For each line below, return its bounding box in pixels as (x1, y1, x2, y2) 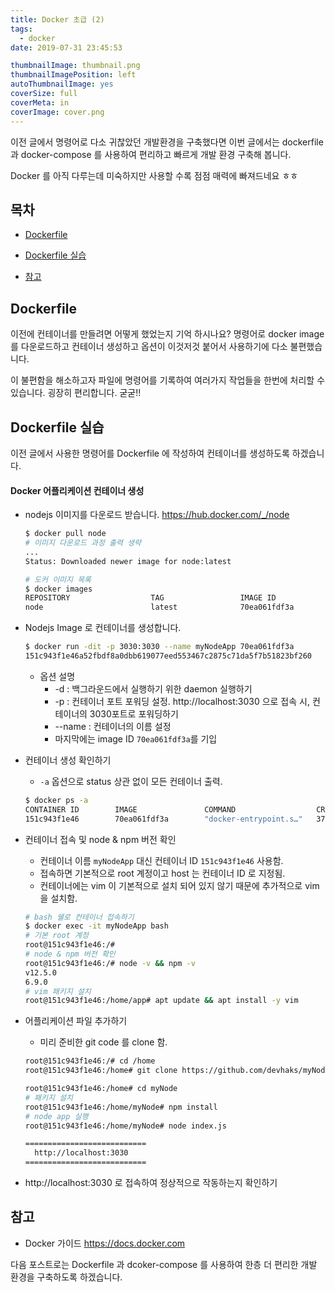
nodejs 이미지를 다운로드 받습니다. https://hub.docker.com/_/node (24, 509, 290, 521)
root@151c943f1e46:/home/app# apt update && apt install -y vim (24, 996, 299, 1006)
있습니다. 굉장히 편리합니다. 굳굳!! (10, 387, 142, 399)
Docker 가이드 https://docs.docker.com (24, 1237, 186, 1249)
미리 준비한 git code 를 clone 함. (39, 1036, 168, 1048)
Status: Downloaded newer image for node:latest (24, 556, 232, 566)
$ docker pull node (24, 529, 107, 539)
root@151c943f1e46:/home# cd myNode (24, 1084, 178, 1094)
